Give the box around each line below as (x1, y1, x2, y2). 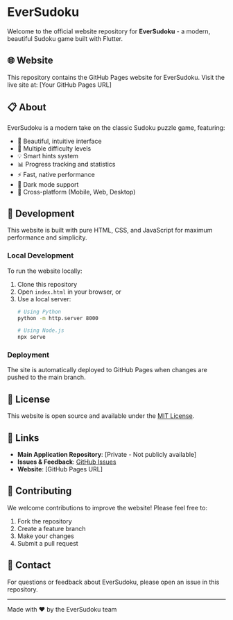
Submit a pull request (17, 539, 78, 547)
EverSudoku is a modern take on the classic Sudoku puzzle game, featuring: (7, 123, 225, 132)
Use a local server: (17, 294, 71, 303)
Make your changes (17, 532, 74, 540)
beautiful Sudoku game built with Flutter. (7, 34, 123, 42)
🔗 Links (7, 432, 40, 444)
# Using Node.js (17, 327, 64, 334)
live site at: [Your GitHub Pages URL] (7, 81, 112, 89)
